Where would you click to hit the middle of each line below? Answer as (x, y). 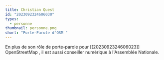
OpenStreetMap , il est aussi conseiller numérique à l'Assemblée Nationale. (82, 52)
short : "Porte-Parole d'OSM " (37, 33)
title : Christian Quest (30, 10)
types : (12, 19)
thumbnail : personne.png (31, 28)
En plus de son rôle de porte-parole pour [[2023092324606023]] (73, 47)
